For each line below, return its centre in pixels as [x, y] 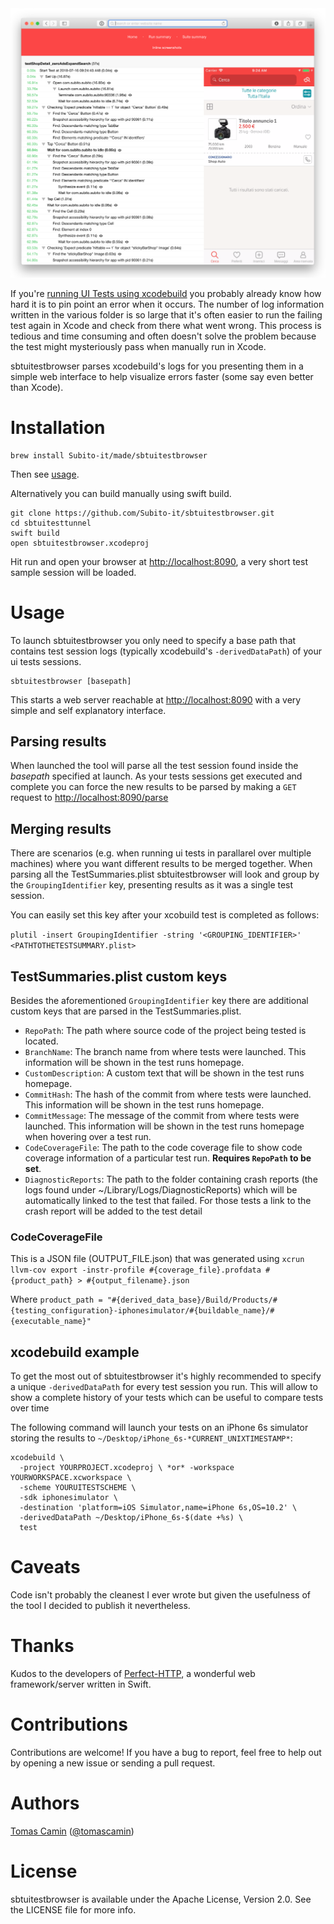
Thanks [42, 1646]
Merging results [61, 828]
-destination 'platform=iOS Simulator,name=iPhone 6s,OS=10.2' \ [158, 1508]
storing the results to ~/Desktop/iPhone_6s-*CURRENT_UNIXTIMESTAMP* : [151, 1438]
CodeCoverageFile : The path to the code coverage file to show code [163, 1147]
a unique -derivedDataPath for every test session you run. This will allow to [164, 1387]
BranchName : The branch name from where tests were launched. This [165, 1051]
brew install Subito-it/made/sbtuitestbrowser [109, 455]
